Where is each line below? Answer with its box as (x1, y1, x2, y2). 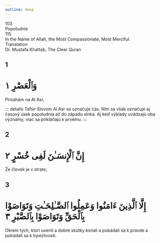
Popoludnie (5, 25, 28, 32)
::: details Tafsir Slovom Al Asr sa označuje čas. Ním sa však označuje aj (5, 106, 150, 112)
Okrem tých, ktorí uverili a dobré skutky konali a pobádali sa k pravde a (5, 227, 148, 233)
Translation (5, 41, 28, 47)
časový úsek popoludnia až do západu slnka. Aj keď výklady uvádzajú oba (5, 111, 156, 117)
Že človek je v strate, (5, 166, 47, 172)
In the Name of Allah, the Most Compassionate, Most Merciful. (5, 36, 131, 42)
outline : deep (5, 7, 34, 12)
